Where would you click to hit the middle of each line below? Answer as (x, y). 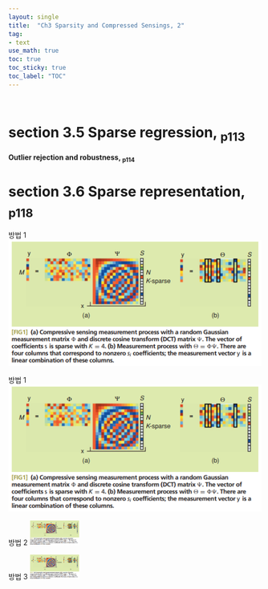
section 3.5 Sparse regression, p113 (127, 134)
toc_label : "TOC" (37, 76)
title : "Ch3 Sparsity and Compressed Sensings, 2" (96, 25)
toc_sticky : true (37, 68)
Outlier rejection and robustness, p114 (71, 158)
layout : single (34, 17)
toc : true (25, 59)
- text (19, 43)
